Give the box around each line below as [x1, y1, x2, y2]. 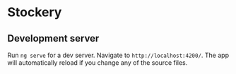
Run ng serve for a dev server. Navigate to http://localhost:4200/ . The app [7, 51, 230, 59]
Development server [7, 32, 100, 44]
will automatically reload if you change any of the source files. [7, 58, 188, 67]
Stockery [7, 4, 62, 20]
